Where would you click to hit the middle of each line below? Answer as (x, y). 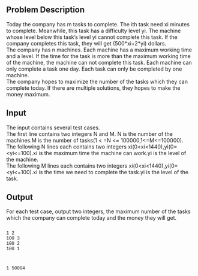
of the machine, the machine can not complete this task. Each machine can (99, 62)
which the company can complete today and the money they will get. (91, 218)
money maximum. (28, 94)
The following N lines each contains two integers (67, 147)
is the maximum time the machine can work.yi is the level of (112, 153)
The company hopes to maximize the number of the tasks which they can (97, 81)
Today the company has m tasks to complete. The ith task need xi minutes (98, 24)
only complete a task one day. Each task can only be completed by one (94, 69)
